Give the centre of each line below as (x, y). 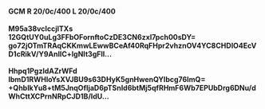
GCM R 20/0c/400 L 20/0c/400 (62, 11)
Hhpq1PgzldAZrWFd (43, 71)
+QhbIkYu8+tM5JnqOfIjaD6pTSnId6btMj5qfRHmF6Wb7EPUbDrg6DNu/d (132, 88)
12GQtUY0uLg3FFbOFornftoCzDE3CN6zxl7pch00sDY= (102, 37)
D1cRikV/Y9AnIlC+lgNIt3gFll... (60, 54)
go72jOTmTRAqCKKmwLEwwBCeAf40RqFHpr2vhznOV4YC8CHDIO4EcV (132, 46)
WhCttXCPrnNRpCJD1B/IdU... (59, 96)
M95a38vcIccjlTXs (41, 29)
